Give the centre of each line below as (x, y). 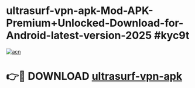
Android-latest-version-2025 (79, 36)
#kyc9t (172, 36)
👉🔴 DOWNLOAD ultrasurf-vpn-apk (94, 76)
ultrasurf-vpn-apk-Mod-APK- (80, 11)
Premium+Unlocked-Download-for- (95, 23)
